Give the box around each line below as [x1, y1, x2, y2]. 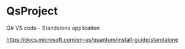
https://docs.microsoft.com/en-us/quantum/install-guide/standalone [6, 36, 179, 43]
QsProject [6, 4, 58, 18]
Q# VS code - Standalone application [6, 24, 100, 31]
